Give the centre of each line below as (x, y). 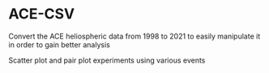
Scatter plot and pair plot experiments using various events (107, 60)
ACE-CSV (42, 14)
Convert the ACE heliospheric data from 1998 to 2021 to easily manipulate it (134, 36)
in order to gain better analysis (60, 44)
